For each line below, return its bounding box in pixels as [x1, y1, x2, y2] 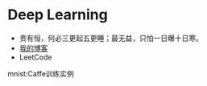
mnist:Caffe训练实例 [7, 68, 74, 78]
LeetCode [19, 52, 52, 62]
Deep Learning [7, 6, 108, 24]
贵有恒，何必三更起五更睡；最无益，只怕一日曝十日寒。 [19, 33, 203, 43]
